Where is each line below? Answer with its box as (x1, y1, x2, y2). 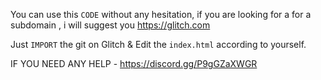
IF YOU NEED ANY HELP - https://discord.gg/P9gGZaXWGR (10, 58, 258, 69)
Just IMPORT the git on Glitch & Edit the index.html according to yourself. (10, 39, 307, 50)
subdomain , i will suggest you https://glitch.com (10, 19, 211, 31)
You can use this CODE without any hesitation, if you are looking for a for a (10, 9, 312, 20)
